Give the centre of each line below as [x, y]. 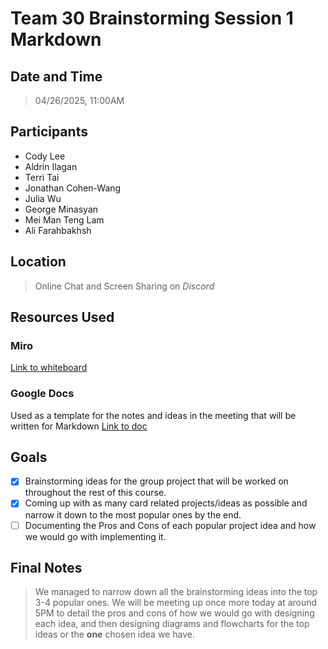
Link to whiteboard [49, 368]
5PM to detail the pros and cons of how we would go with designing [174, 613]
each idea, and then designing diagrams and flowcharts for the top [172, 624]
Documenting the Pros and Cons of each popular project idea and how [170, 525]
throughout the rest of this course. [95, 493]
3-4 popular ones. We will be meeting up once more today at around [176, 603]
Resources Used [62, 317]
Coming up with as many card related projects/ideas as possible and [166, 503]
